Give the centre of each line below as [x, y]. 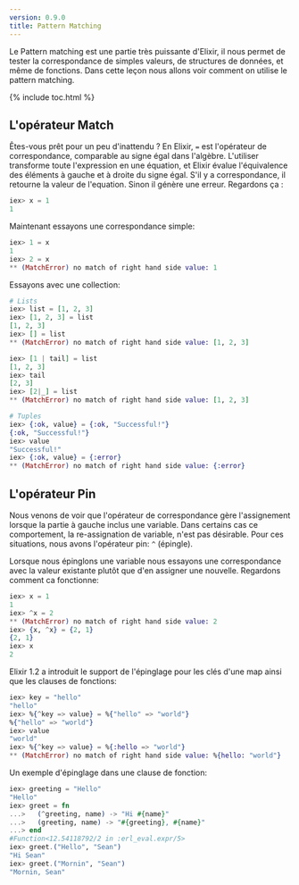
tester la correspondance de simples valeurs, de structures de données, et [146, 61]
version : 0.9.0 [37, 17]
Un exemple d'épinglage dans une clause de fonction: [108, 772]
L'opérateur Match [62, 125]
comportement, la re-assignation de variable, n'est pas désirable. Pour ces [146, 534]
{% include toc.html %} [52, 97]
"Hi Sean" [28, 856]
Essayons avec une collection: [65, 284]
